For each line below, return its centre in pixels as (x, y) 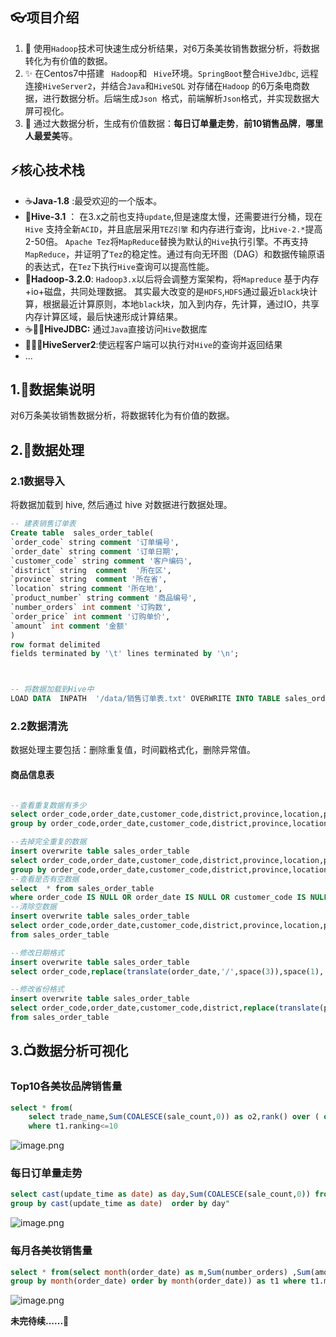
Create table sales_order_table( (82, 533)
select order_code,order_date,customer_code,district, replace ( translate (165, 1008)
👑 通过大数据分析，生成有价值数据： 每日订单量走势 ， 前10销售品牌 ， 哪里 (174, 123)
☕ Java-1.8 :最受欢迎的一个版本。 (93, 200)
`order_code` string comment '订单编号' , (95, 542)
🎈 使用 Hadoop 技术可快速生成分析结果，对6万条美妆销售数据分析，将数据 (172, 48)
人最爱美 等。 (51, 135)
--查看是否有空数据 (45, 879)
